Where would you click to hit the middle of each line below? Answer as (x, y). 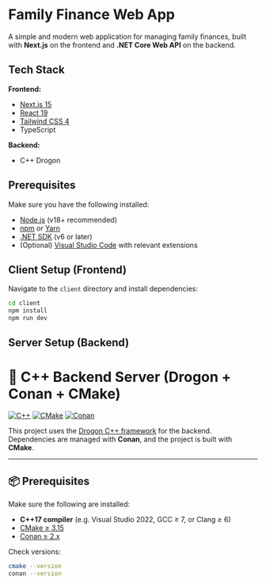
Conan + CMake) (65, 393)
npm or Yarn (40, 228)
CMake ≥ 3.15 (42, 528)
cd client (25, 303)
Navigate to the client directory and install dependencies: (103, 289)
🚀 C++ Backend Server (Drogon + (120, 377)
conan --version (35, 574)
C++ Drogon (40, 160)
